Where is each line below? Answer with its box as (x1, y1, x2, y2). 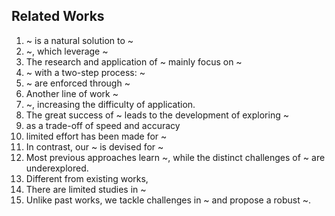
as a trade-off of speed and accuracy (25, 119, 181, 131)
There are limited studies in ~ (25, 183, 147, 195)
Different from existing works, (25, 172, 149, 184)
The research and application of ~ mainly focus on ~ (25, 55, 243, 68)
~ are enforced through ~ (25, 77, 131, 89)
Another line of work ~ (25, 87, 119, 99)
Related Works (11, 8, 105, 25)
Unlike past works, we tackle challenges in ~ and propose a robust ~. (25, 194, 311, 206)
